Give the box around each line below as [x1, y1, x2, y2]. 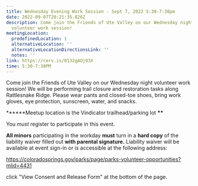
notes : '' [11, 52, 35, 58]
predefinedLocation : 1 [11, 36, 67, 42]
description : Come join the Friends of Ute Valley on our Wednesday [6, 19, 178, 25]
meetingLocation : [6, 31, 49, 36]
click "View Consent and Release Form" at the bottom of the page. [6, 174, 168, 181]
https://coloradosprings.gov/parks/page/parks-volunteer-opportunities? [6, 156, 181, 163]
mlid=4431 [6, 162, 32, 169]
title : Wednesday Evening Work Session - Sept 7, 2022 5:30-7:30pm [6, 8, 176, 15]
